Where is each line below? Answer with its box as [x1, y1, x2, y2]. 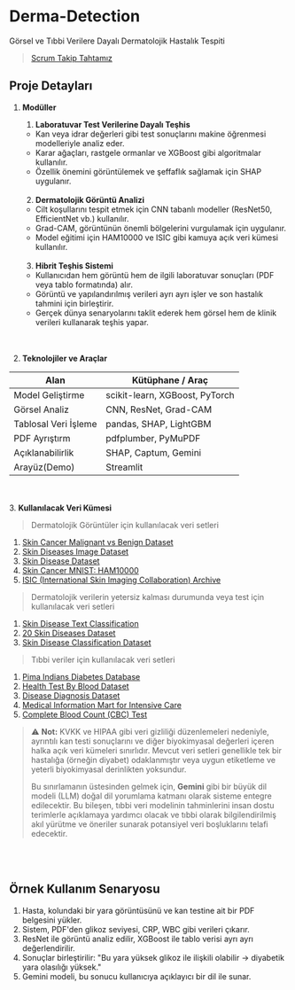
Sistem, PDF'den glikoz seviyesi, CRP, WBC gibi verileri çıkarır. [21, 924, 250, 934]
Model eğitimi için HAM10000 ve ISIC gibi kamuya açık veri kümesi [35, 232, 279, 243]
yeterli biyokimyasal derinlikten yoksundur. [30, 764, 187, 775]
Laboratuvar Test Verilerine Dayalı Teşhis [35, 119, 190, 129]
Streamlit [105, 461, 144, 473]
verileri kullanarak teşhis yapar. [35, 316, 149, 327]
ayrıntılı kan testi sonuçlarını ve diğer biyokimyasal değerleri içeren [30, 736, 275, 746]
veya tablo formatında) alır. [35, 279, 134, 290]
